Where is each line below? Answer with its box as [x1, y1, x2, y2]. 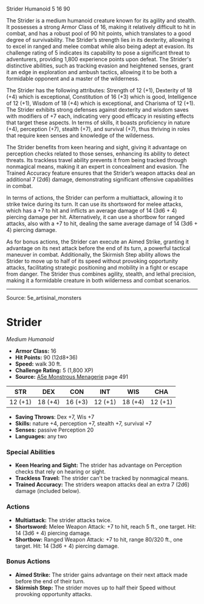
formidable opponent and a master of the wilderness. [6, 75, 140, 82]
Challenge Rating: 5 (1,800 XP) [15, 367, 94, 374]
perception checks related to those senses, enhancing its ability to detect [6, 150, 190, 157]
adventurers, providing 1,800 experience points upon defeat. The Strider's [6, 56, 192, 63]
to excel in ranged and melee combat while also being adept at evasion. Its [6, 42, 193, 50]
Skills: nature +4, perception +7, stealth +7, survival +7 [15, 419, 152, 427]
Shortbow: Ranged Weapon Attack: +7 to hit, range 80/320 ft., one [15, 535, 183, 543]
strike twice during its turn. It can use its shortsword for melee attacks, [6, 200, 183, 208]
